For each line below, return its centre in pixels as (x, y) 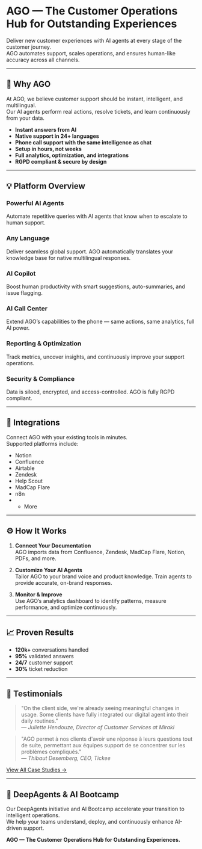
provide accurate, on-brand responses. (63, 582)
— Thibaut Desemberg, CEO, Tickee (66, 758)
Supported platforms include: (42, 443)
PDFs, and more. (36, 558)
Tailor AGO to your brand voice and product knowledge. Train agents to (103, 576)
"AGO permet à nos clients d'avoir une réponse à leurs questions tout (107, 739)
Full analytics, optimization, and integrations (72, 155)
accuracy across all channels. (43, 60)
